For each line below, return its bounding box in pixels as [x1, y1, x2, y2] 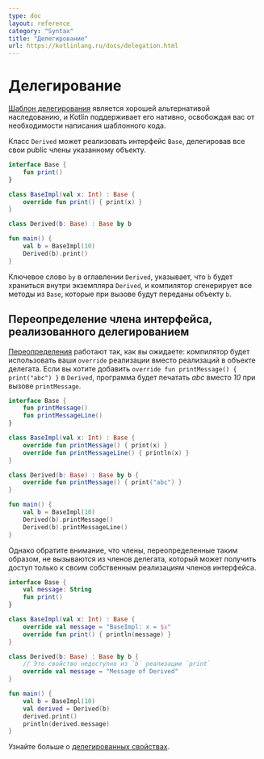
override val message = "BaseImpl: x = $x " [23, 622, 172, 631]
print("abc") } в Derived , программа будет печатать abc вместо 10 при [8, 372, 256, 382]
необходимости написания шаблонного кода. [8, 121, 166, 130]
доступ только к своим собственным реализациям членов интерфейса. [8, 562, 257, 572]
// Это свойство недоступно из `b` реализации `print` [23, 660, 212, 668]
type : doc [8, 11, 42, 20]
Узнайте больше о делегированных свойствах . [8, 742, 170, 752]
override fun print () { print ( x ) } [23, 197, 143, 206]
